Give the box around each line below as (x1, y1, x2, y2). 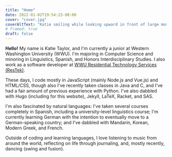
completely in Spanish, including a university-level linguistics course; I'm (5, 108, 159, 115)
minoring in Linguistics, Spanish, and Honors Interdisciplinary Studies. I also (5, 56, 165, 62)
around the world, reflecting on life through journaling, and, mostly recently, (5, 140, 165, 146)
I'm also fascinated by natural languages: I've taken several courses (5, 103, 148, 109)
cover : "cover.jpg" (5, 17, 47, 22)
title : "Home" (5, 7, 36, 13)
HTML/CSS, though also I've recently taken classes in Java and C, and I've (5, 82, 163, 88)
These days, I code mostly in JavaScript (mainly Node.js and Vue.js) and (5, 77, 158, 83)
